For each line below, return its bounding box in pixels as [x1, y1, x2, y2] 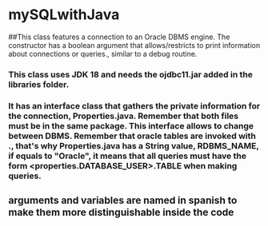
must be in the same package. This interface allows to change [8, 120, 254, 131]
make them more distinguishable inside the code [8, 205, 234, 219]
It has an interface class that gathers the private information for [8, 100, 261, 111]
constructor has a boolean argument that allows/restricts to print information [8, 40, 261, 50]
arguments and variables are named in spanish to [8, 193, 238, 207]
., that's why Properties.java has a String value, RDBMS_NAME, [8, 140, 259, 151]
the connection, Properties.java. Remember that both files [8, 110, 238, 121]
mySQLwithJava [8, 6, 120, 24]
